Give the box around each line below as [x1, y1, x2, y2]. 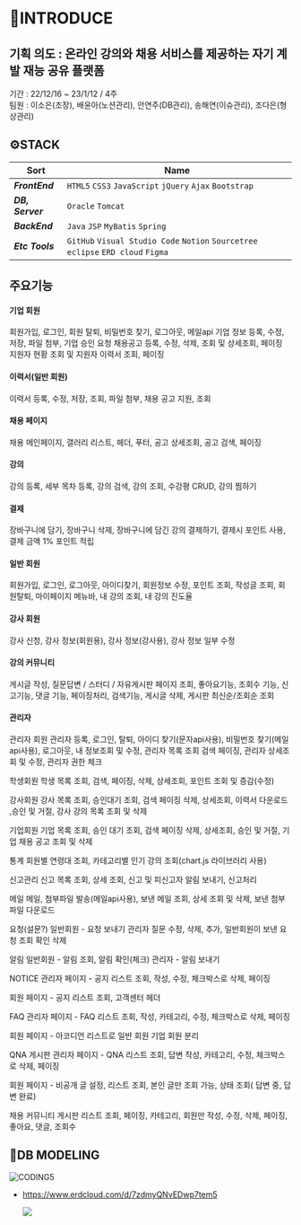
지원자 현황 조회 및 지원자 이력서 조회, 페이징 [9, 349, 165, 360]
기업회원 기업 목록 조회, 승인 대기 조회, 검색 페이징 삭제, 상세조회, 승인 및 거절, [9, 825, 280, 836]
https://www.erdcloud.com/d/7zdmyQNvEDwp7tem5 [21, 1189, 218, 1200]
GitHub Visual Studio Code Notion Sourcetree [66, 235, 258, 246]
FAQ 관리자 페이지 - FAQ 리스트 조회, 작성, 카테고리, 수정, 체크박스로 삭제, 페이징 [9, 1011, 291, 1022]
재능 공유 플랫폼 [22, 63, 105, 78]
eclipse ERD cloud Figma [66, 247, 168, 257]
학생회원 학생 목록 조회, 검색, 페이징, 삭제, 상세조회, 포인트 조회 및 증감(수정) [9, 776, 275, 787]
